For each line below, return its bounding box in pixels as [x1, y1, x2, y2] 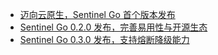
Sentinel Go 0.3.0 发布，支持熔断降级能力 [19, 34, 190, 45]
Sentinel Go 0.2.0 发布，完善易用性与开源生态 [19, 21, 208, 33]
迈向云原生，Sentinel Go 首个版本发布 [19, 9, 176, 20]
